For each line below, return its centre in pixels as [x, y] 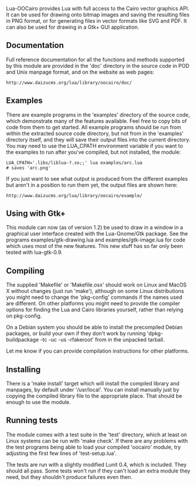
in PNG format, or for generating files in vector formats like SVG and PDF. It [97, 21]
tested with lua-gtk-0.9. [35, 252]
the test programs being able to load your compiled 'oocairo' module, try [94, 447]
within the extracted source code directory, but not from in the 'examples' [95, 133]
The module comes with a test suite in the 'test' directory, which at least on [97, 435]
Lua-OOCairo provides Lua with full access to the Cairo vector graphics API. [98, 8]
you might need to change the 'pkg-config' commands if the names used [94, 297]
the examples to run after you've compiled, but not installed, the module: [94, 152]
